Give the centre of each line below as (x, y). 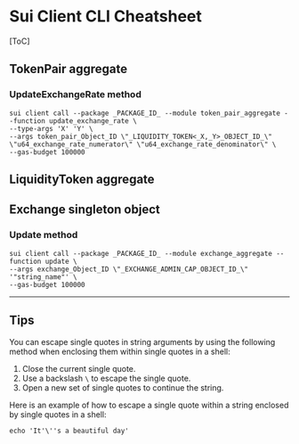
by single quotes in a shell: (58, 414)
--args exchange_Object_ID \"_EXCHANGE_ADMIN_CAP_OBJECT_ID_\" (129, 269)
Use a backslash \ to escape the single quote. (106, 378)
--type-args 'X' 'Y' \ (51, 128)
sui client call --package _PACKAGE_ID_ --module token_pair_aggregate (145, 113)
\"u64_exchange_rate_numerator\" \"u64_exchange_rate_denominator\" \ (143, 144)
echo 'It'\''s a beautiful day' (69, 431)
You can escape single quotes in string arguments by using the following (142, 341)
